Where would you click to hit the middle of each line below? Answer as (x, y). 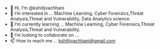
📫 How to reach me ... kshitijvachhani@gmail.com (63, 41)
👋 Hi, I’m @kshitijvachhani (37, 8)
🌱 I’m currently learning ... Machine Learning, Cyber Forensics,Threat (82, 24)
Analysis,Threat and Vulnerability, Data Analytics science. (70, 19)
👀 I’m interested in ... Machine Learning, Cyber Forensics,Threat (77, 13)
